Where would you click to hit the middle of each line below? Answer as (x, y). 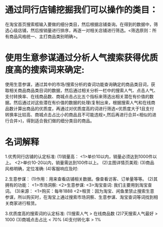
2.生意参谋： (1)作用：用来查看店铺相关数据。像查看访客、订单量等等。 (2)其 (81, 179)
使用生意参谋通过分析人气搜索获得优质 (82, 58)
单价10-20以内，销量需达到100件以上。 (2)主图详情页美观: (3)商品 (89, 162)
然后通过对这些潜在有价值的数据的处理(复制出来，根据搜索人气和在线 (82, 102)
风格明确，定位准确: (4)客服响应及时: (42, 168)
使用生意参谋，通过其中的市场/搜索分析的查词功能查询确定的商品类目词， (78, 84)
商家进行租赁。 (24, 203)
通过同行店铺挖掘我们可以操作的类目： (82, 10)
